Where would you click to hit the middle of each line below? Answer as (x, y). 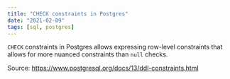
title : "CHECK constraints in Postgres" (68, 14)
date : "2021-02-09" (36, 20)
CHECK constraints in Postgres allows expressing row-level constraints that (115, 47)
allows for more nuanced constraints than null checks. (88, 54)
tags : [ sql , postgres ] (41, 27)
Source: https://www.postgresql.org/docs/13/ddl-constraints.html (103, 68)
